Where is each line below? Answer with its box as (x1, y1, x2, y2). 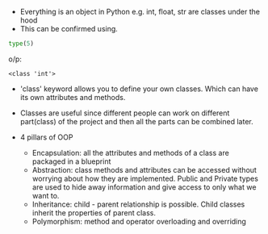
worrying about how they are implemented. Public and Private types (31, 173, 258, 183)
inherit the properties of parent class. (31, 207, 156, 217)
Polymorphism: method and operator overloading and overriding (31, 216, 246, 226)
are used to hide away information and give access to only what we (31, 182, 257, 192)
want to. (31, 190, 60, 200)
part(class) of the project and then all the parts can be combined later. (19, 116, 253, 126)
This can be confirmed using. (19, 24, 119, 33)
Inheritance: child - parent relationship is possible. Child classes (31, 199, 245, 209)
